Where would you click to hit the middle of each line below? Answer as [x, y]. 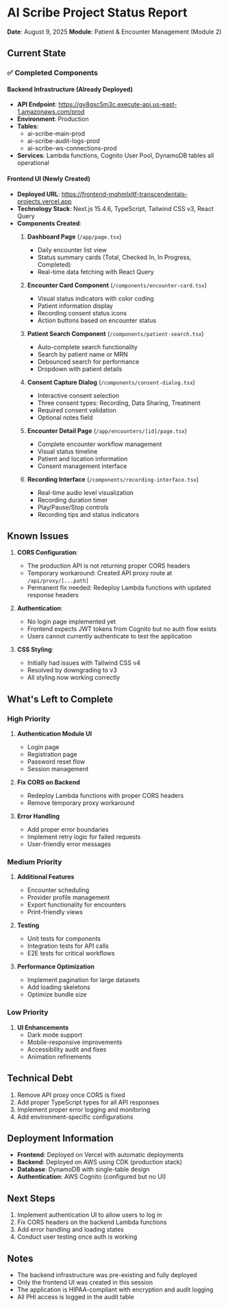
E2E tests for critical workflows [71, 953]
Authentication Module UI [54, 734]
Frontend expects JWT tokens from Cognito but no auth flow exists [122, 629]
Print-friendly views [55, 912]
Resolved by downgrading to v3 [72, 670]
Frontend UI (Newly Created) [49, 179]
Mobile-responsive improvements [75, 1042]
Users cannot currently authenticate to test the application [110, 636]
